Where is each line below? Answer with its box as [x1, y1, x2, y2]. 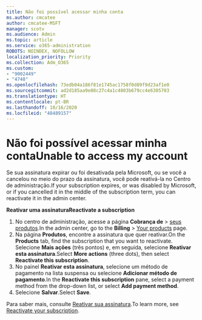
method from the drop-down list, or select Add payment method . [15, 282, 179, 290]
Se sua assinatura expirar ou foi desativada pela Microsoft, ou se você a [6, 169, 187, 176]
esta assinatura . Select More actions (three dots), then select [15, 250, 169, 258]
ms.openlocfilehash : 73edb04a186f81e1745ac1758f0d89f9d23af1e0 [6, 82, 170, 88]
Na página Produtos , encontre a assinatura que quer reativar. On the [15, 231, 186, 238]
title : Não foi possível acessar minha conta [6, 8, 123, 15]
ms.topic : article [6, 37, 53, 43]
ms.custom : [6, 65, 34, 71]
